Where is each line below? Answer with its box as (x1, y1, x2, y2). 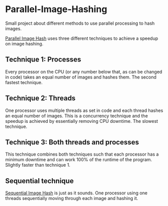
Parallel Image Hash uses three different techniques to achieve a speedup (5, 35, 158, 41)
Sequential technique (5, 176, 74, 185)
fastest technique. (5, 79, 43, 85)
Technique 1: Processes (5, 55, 81, 64)
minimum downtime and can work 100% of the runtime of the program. (5, 157, 152, 163)
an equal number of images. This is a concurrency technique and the (5, 112, 148, 119)
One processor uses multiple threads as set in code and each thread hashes (5, 107, 163, 113)
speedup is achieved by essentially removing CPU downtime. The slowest (5, 118, 158, 124)
